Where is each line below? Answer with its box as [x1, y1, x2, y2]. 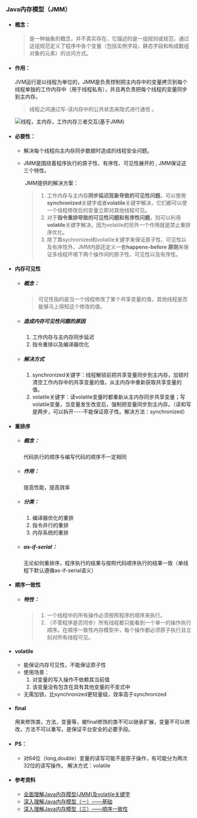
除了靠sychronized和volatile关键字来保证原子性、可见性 [46, 236, 182, 243]
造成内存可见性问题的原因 [23, 318, 86, 325]
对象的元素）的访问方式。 [29, 50, 92, 57]
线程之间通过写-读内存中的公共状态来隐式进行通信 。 [29, 106, 157, 113]
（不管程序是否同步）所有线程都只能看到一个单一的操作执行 [46, 619, 192, 626]
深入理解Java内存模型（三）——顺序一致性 [23, 805, 128, 812]
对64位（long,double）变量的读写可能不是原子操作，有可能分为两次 [23, 754, 188, 762]
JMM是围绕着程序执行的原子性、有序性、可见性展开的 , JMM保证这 [23, 159, 187, 166]
